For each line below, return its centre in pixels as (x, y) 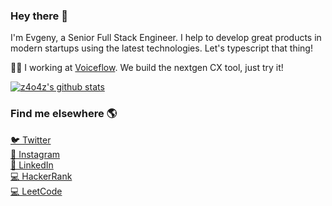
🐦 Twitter (31, 140)
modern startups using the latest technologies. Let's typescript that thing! (161, 48)
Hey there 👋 (39, 16)
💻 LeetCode (36, 191)
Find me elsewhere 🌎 (64, 114)
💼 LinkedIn (32, 165)
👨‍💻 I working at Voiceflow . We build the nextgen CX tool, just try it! (147, 68)
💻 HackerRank (41, 176)
